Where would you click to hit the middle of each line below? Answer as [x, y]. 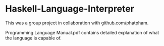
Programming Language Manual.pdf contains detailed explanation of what [82, 32]
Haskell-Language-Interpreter [70, 9]
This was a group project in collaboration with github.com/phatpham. [77, 23]
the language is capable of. [34, 38]
